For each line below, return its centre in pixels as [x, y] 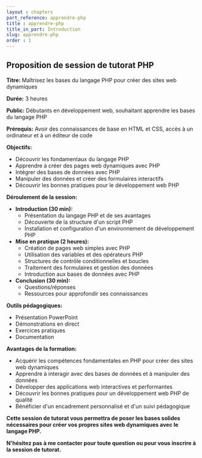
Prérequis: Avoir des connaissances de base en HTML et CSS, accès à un [100, 129]
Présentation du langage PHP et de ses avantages [88, 215]
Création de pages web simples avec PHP [77, 248]
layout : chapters [30, 12]
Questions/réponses [50, 287]
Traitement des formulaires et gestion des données [89, 267]
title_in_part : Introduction [43, 29]
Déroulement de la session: [42, 197]
